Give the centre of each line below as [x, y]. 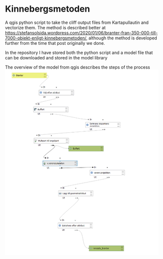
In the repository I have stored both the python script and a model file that [79, 53]
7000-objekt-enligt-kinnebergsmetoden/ [46, 38]
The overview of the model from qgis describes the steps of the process [78, 67]
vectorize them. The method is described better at [55, 27]
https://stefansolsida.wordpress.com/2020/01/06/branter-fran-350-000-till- [81, 33]
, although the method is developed [121, 38]
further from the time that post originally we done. [55, 43]
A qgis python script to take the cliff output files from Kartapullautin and [77, 22]
